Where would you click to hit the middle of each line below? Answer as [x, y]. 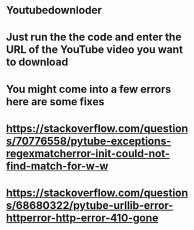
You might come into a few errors [89, 89]
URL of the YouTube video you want [95, 50]
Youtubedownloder [54, 10]
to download [37, 62]
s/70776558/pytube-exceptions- [89, 141]
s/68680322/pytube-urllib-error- [90, 205]
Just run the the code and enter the [94, 37]
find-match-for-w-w [57, 166]
